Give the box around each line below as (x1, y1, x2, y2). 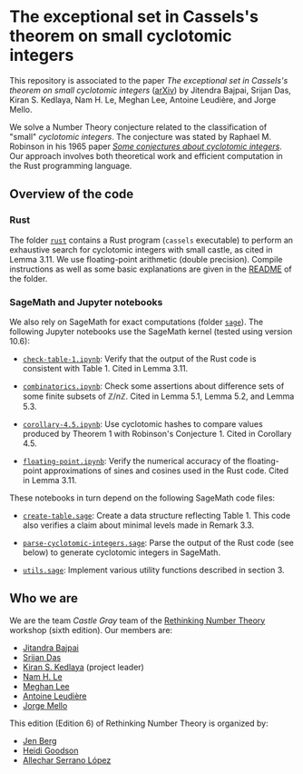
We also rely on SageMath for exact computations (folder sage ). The (9, 316, 264, 327)
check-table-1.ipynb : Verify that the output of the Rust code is (22, 352, 257, 364)
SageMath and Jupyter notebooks (9, 295, 163, 308)
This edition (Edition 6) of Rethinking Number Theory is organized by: (9, 718, 269, 729)
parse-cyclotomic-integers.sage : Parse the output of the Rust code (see (22, 537, 295, 548)
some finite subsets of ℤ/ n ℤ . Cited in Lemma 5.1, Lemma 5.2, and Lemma (22, 391, 295, 402)
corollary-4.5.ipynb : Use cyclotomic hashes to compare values (22, 418, 263, 429)
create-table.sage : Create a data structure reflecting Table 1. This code (22, 510, 291, 521)
